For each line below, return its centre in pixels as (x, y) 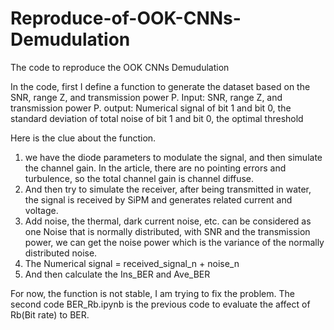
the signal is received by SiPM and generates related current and (158, 199)
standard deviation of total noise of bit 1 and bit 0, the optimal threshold (157, 118)
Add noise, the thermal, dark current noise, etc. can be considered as (168, 221)
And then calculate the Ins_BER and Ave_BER (117, 274)
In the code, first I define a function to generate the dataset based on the (160, 86)
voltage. (41, 210)
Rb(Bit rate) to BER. (50, 314)
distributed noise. (61, 253)
